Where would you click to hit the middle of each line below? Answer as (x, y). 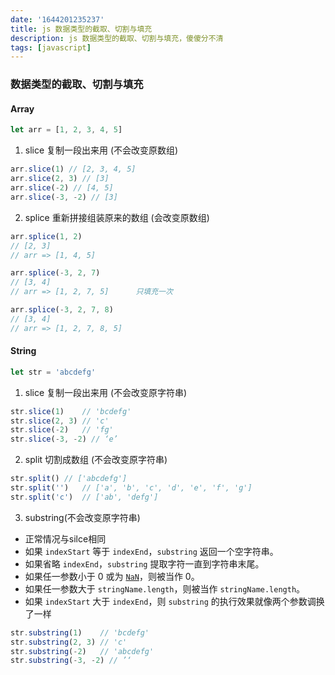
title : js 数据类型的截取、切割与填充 (81, 29)
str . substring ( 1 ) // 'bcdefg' (80, 632)
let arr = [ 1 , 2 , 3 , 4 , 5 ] (66, 130)
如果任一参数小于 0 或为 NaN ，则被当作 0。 (112, 576)
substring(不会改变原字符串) (82, 517)
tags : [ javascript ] (51, 47)
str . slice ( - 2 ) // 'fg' (62, 430)
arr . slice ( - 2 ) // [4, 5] (62, 188)
